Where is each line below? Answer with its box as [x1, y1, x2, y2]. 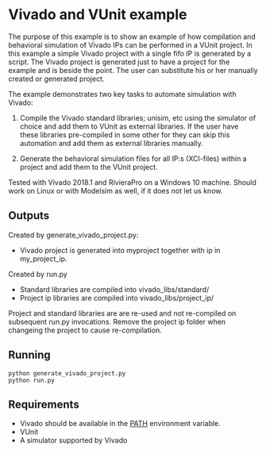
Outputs [8, 209, 50, 223]
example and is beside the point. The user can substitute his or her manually [8, 65, 258, 75]
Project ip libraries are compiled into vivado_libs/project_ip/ [19, 293, 214, 302]
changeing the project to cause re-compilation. [8, 325, 163, 335]
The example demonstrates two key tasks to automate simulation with [8, 89, 237, 98]
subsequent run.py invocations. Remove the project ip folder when [8, 317, 226, 326]
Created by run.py [8, 269, 67, 278]
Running [8, 348, 52, 362]
